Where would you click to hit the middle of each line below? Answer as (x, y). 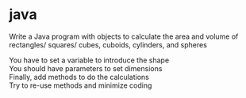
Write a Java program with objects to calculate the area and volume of (124, 36)
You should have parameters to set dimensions (86, 68)
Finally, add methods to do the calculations (79, 77)
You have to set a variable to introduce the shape (89, 60)
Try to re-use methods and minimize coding (81, 85)
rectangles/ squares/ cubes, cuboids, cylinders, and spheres (108, 44)
